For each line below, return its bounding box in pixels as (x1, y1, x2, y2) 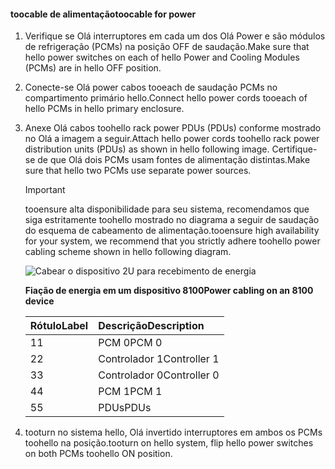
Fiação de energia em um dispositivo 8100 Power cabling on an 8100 (24, 285, 314, 297)
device (24, 295, 55, 307)
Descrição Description (98, 319, 205, 333)
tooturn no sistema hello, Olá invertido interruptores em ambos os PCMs (24, 426, 323, 439)
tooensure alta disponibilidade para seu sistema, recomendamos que (24, 203, 310, 215)
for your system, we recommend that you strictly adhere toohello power (24, 235, 321, 247)
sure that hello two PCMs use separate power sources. (24, 165, 252, 177)
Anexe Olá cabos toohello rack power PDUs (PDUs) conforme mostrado (24, 122, 322, 134)
